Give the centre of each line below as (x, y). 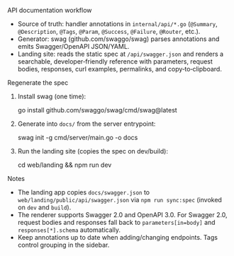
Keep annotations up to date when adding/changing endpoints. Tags (118, 237)
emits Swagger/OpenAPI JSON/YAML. (73, 46)
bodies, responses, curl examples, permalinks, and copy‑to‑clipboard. (119, 69)
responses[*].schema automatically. (69, 230)
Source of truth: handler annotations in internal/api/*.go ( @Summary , (117, 24)
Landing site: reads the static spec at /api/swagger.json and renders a (121, 54)
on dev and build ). (44, 207)
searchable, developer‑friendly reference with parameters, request (115, 62)
